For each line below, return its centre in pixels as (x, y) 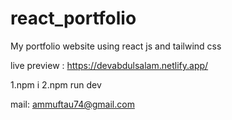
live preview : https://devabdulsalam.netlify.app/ (109, 65)
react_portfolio (73, 18)
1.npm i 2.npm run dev (56, 84)
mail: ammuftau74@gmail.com (72, 104)
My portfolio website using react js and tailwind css (116, 46)
